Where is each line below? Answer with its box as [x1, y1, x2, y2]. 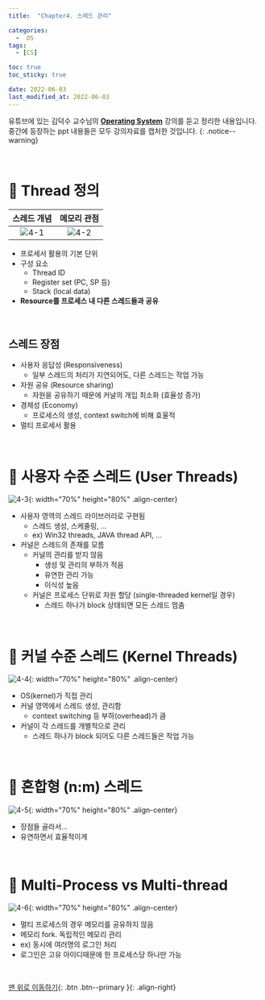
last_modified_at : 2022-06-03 [8, 93, 110, 101]
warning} [8, 135, 39, 145]
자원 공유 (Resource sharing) [19, 380, 114, 390]
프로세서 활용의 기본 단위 [19, 248, 98, 258]
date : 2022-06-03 [8, 85, 67, 93]
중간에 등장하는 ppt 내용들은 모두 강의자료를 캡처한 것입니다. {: [8, 126, 205, 135]
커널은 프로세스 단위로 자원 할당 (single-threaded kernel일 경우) [31, 590, 236, 600]
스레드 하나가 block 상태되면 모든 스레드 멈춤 [43, 600, 185, 610]
